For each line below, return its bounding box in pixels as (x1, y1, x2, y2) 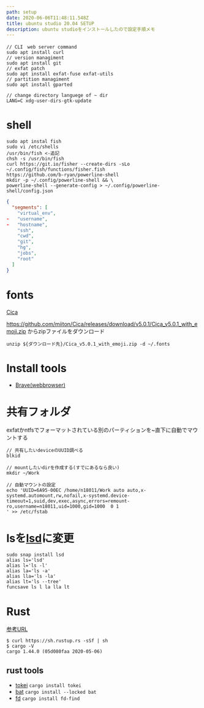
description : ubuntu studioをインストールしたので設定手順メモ (6, 26, 156, 33)
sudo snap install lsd (6, 552, 64, 558)
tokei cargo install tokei (15, 682, 81, 689)
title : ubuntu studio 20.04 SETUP (6, 20, 95, 26)
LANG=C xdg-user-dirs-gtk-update (6, 98, 92, 104)
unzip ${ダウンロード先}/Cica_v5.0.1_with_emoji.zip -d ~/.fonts (6, 341, 170, 347)
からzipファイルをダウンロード (27, 327, 105, 335)
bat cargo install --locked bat (15, 688, 97, 696)
